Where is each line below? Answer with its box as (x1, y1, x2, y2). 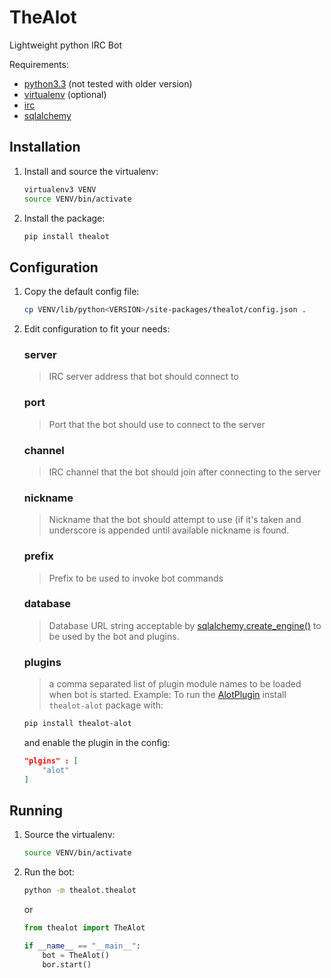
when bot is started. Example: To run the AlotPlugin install (48, 689, 287, 701)
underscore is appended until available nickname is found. (48, 524, 290, 536)
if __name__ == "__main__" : (23, 941, 142, 951)
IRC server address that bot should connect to (48, 371, 239, 383)
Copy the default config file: (23, 286, 140, 298)
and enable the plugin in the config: (23, 737, 171, 749)
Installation (9, 139, 81, 156)
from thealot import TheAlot (23, 923, 146, 933)
